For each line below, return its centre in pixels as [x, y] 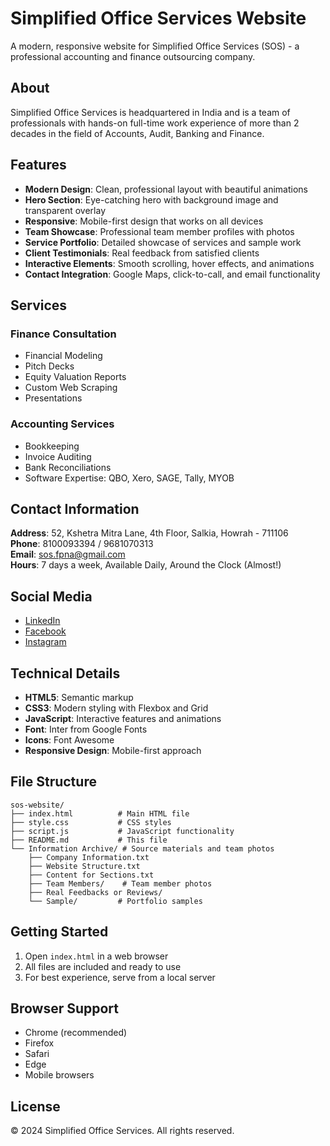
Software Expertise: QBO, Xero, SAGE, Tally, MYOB [129, 478]
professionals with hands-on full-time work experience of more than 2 [155, 123]
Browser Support [65, 1008]
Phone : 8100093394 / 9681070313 [82, 544]
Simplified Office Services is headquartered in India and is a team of [150, 112]
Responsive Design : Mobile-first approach [113, 750]
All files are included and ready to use [103, 966]
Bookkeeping [52, 446]
